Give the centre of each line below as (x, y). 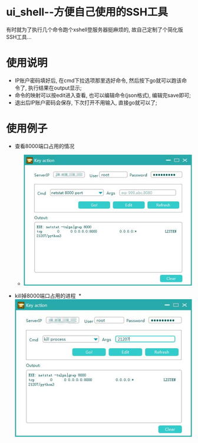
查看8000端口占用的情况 (44, 146)
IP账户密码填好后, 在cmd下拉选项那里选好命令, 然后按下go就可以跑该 (98, 80)
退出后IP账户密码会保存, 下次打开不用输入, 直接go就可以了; (86, 102)
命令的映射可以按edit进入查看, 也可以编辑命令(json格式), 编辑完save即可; (103, 95)
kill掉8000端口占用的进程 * (48, 296)
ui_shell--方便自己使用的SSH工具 (87, 12)
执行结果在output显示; (55, 88)
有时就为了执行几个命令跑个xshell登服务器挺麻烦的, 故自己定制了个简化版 (95, 29)
